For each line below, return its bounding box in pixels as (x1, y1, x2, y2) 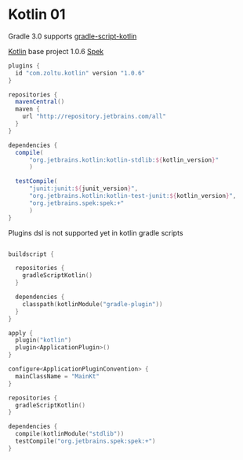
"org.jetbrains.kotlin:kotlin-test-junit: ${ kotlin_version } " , (28, 192, 237, 200)
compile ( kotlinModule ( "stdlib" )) (15, 430, 125, 438)
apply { (8, 329, 34, 337)
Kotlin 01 (8, 5, 66, 24)
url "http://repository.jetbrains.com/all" (22, 112, 167, 121)
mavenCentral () (15, 98, 65, 106)
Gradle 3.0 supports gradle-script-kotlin (8, 31, 137, 41)
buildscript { (8, 250, 55, 258)
